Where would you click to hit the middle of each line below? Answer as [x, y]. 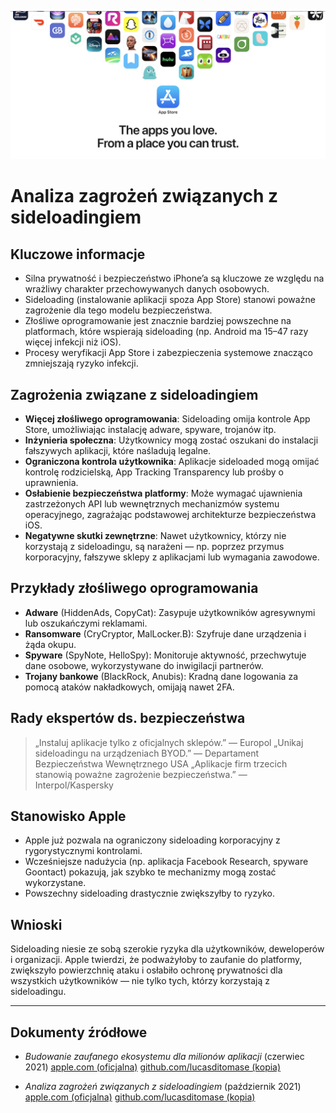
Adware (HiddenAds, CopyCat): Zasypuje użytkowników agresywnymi [170, 612]
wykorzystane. [55, 883]
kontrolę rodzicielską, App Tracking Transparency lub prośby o [154, 472]
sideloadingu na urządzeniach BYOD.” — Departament [147, 753]
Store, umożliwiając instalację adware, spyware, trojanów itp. [150, 430]
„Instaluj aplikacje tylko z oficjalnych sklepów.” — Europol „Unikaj [169, 742]
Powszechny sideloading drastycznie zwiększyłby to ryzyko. [149, 893]
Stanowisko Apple [68, 816]
